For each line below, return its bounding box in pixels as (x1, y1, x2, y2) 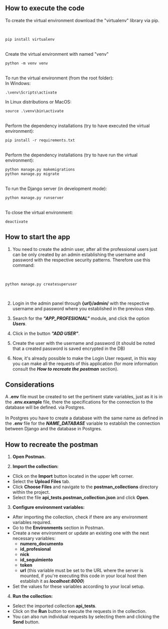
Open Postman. (12, 454, 46, 460)
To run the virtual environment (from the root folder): (5, 75, 114, 81)
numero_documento (20, 541, 64, 547)
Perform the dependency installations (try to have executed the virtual (5, 123, 150, 129)
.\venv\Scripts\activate (5, 90, 57, 95)
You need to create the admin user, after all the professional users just (12, 246, 157, 252)
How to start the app (5, 233, 70, 241)
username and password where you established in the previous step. (12, 305, 155, 311)
